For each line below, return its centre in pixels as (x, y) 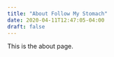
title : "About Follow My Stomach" (58, 14)
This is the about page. (40, 47)
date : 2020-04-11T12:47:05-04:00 (56, 20)
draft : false (26, 26)
